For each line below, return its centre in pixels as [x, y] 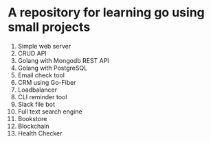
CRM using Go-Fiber [47, 82]
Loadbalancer [37, 90]
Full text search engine [50, 112]
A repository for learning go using [106, 13]
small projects [49, 27]
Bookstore [32, 118]
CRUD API [32, 53]
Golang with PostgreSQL [53, 68]
